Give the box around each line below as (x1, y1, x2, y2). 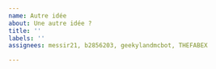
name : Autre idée (8, 11, 67, 20)
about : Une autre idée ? (8, 19, 92, 27)
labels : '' (8, 34, 45, 43)
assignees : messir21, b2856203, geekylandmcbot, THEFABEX (8, 42, 208, 50)
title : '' (8, 26, 42, 34)
